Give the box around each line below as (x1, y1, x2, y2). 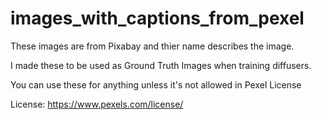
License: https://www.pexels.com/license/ (10, 98, 184, 110)
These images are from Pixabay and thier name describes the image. (10, 40, 295, 52)
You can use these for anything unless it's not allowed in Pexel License (10, 78, 302, 91)
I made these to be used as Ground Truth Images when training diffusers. (10, 59, 312, 71)
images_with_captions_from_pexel (10, 7, 305, 30)
